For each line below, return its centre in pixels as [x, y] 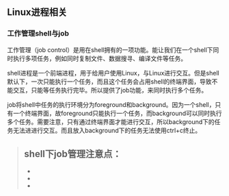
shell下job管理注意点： [72, 154]
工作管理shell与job [38, 34]
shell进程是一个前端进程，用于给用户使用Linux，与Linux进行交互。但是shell [113, 73]
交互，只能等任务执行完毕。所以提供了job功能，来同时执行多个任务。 [110, 90]
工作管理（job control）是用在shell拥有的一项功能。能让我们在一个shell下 [110, 49]
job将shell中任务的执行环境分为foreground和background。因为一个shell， [111, 104]
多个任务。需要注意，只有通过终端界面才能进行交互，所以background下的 [111, 121]
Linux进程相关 [37, 12]
